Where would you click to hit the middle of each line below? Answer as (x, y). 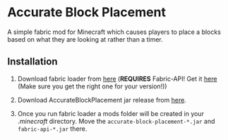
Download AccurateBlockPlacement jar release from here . (102, 100)
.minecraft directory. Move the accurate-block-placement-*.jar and (116, 121)
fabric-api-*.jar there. (52, 129)
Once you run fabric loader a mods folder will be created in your (111, 113)
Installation (32, 62)
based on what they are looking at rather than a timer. (85, 39)
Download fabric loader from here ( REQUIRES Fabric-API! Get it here (117, 78)
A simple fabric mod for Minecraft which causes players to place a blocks (114, 32)
